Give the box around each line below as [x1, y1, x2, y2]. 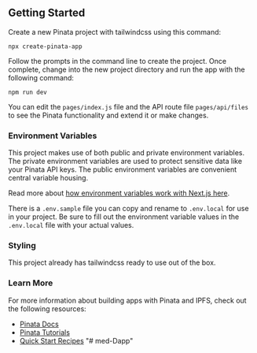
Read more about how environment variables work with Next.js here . [8, 188, 230, 198]
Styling [8, 240, 37, 251]
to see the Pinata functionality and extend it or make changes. [8, 110, 209, 120]
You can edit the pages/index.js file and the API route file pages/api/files [8, 102, 249, 111]
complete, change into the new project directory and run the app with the [8, 65, 245, 74]
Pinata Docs [19, 319, 59, 329]
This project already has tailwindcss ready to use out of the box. [8, 258, 216, 267]
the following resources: [8, 303, 86, 314]
